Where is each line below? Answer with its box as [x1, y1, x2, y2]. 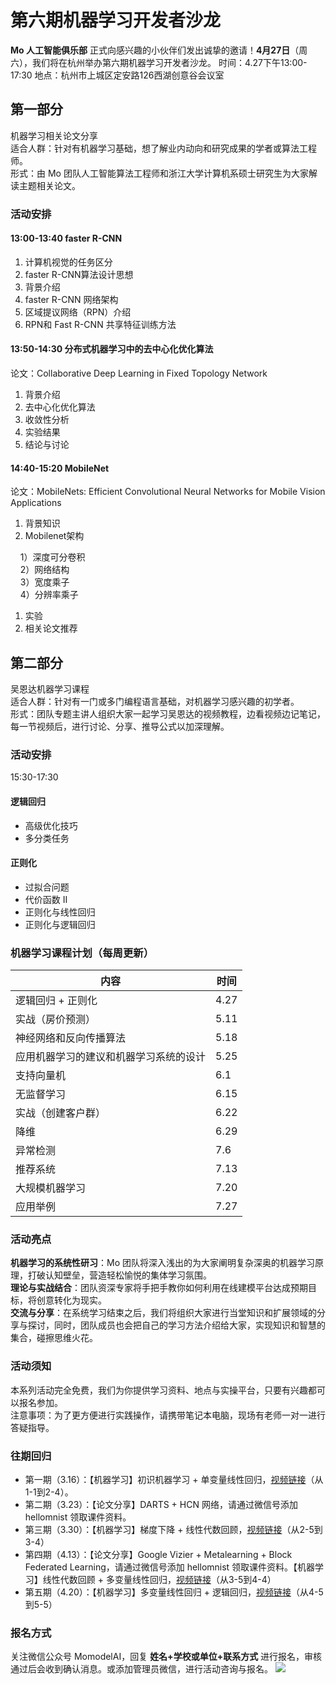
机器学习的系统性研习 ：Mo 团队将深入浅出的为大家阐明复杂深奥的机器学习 [10, 1257, 315, 1269]
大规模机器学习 [15, 1181, 87, 1195]
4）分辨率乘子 [19, 589, 79, 601]
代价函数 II [24, 893, 68, 905]
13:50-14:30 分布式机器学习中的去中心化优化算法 [10, 343, 214, 355]
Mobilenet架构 [24, 530, 85, 542]
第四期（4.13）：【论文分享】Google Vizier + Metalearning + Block [24, 1548, 293, 1560]
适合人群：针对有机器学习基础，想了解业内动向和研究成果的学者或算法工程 [10, 142, 317, 154]
